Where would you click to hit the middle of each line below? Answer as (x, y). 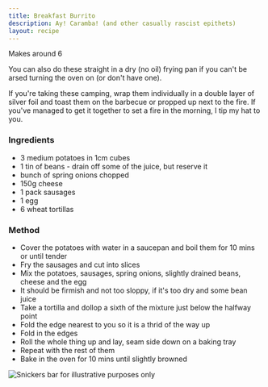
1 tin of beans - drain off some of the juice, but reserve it (114, 166)
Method (24, 230)
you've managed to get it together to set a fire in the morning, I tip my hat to (134, 110)
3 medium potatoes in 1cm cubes (75, 157)
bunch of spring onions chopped (74, 175)
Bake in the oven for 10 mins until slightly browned (103, 359)
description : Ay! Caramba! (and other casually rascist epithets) (122, 23)
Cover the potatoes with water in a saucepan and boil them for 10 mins (138, 248)
